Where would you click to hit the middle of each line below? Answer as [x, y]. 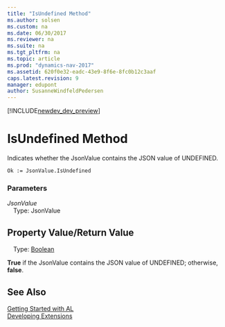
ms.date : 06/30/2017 [37, 33]
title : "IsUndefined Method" [49, 14]
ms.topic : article [34, 59]
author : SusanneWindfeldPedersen [55, 91]
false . [16, 270]
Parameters [27, 188]
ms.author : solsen [34, 20]
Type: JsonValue [37, 211]
